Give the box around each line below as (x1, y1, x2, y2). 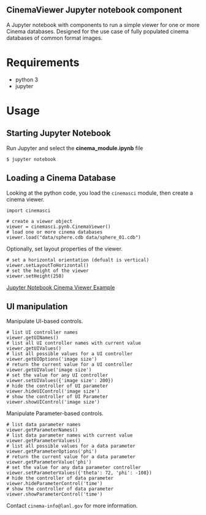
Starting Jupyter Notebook (6, 128, 112, 138)
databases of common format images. (6, 34, 103, 42)
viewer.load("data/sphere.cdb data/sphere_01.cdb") (6, 234, 141, 241)
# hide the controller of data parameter (6, 475, 114, 481)
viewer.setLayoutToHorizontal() (6, 262, 89, 268)
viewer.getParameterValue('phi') (6, 459, 92, 465)
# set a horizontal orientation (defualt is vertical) (6, 257, 150, 263)
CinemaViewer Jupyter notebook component (6, 5, 182, 15)
